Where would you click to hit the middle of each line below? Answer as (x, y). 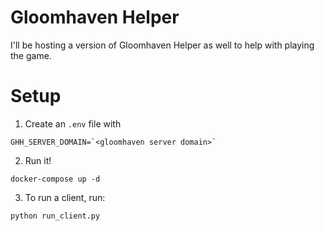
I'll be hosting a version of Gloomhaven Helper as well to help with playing (162, 45)
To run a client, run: (65, 197)
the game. (31, 55)
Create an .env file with (73, 123)
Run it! (38, 160)
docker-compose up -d (55, 179)
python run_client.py (55, 216)
